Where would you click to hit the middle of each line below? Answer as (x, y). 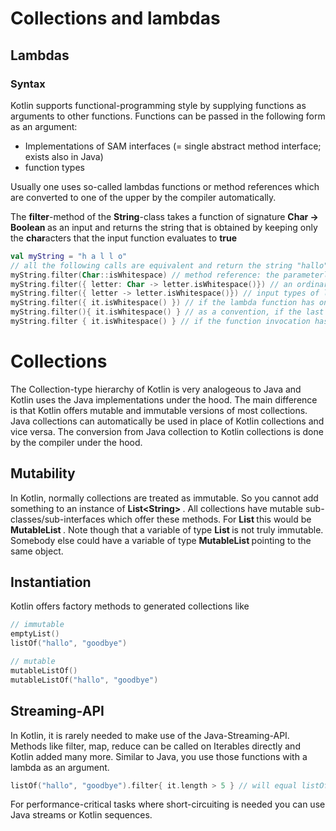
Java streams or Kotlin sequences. (81, 815)
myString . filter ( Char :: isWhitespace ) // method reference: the (145, 275)
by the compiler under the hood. (76, 442)
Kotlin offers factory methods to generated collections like (130, 606)
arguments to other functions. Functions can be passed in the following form (168, 116)
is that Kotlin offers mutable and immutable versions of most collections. (159, 410)
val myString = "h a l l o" (69, 256)
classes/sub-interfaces (58, 519)
